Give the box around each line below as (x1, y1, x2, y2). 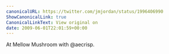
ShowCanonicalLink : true (6, 14, 67, 20)
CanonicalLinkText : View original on (6, 19, 98, 25)
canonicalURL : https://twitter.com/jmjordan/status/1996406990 (6, 8, 164, 15)
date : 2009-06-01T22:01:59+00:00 (6, 25, 88, 31)
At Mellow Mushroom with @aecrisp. (6, 41, 95, 48)
